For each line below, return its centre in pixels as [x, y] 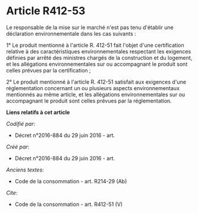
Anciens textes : [25, 170]
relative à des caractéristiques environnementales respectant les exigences [99, 51]
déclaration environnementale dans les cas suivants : [71, 33]
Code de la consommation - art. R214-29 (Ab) [71, 181]
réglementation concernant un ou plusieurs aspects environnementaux [93, 88]
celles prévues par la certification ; [48, 70]
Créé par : [18, 147]
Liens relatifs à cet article [38, 112]
